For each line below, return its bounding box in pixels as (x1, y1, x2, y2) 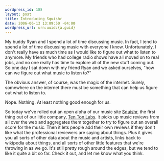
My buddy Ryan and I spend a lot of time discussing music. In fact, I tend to (5, 39, 157, 45)
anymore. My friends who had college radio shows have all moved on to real (5, 54, 159, 60)
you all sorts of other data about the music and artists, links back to (5, 135, 141, 141)
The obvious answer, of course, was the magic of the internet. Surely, (5, 79, 145, 86)
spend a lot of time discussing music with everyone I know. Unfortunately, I (5, 44, 157, 50)
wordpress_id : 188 (5, 7, 43, 12)
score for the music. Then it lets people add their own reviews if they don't (5, 124, 155, 130)
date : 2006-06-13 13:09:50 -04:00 (5, 21, 76, 26)
